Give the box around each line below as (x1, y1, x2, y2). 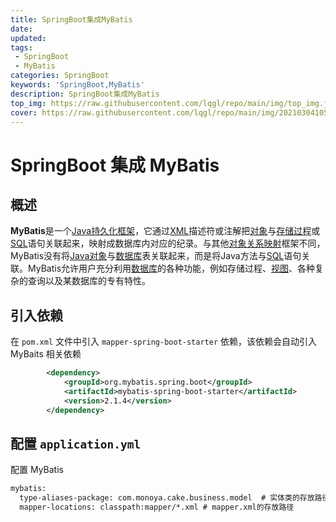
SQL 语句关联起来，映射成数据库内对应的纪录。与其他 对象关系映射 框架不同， (10, 237, 326, 250)
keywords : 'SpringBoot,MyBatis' (10, 80, 145, 90)
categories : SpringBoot (10, 71, 110, 81)
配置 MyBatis (10, 464, 64, 476)
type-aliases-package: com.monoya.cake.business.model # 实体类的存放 (19, 493, 315, 503)
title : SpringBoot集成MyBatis (10, 14, 133, 25)
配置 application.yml (10, 435, 142, 452)
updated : (10, 33, 47, 43)
